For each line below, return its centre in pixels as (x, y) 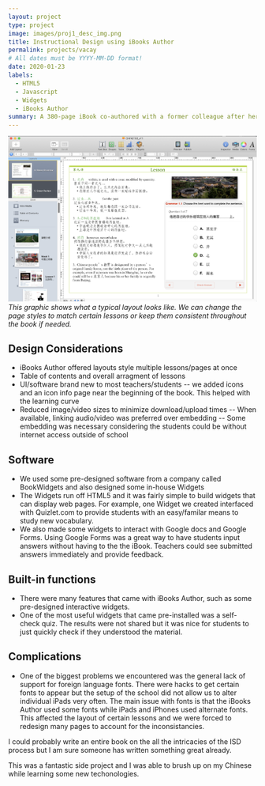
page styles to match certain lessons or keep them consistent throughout (127, 316)
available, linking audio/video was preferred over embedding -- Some (132, 418)
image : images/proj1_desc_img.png (65, 33)
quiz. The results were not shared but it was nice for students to (146, 624)
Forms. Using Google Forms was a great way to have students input (130, 538)
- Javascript (37, 92)
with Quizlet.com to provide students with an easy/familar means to (129, 512)
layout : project (35, 17)
